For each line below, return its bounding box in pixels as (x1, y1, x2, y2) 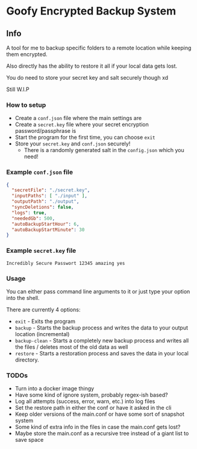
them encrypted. (6, 51, 48, 58)
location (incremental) (14, 330, 70, 337)
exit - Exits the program (14, 317, 75, 325)
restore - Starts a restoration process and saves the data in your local (14, 349, 189, 357)
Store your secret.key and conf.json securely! (14, 140, 131, 147)
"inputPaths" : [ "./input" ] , (11, 193, 87, 199)
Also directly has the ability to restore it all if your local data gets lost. (6, 62, 178, 69)
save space (14, 436, 44, 444)
